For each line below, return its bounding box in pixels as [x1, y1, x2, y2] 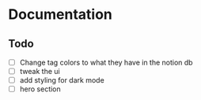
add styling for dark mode [19, 76, 104, 85]
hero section [19, 84, 61, 94]
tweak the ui [19, 67, 61, 76]
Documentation [8, 6, 113, 24]
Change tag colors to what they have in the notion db [19, 57, 193, 67]
